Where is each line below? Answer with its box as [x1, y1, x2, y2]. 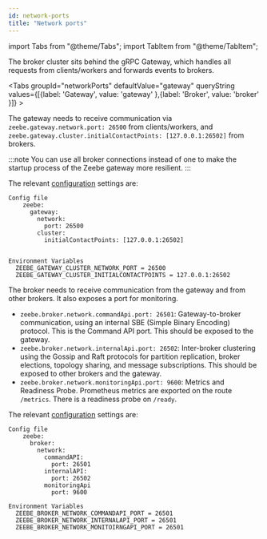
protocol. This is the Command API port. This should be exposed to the [19, 326, 254, 336]
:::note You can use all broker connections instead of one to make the [8, 154, 237, 164]
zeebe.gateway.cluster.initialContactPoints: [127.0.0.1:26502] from [8, 130, 245, 140]
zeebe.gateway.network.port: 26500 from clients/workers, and [8, 122, 213, 131]
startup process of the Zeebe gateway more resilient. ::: [8, 163, 192, 172]
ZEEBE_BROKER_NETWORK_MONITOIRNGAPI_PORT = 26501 [15, 523, 184, 531]
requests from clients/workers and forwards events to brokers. [8, 65, 214, 74]
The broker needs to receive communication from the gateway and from [8, 285, 246, 295]
